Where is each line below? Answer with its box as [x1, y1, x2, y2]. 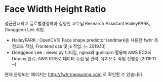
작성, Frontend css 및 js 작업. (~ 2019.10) [25, 43, 106, 49]
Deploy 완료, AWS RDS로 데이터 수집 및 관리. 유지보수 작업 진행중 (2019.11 [11, 55, 156, 61]
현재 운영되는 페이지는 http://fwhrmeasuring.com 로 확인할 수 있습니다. [4, 71, 144, 77]
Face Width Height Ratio [4, 3, 106, 15]
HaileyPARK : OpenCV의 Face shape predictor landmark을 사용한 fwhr [11, 37, 154, 43]
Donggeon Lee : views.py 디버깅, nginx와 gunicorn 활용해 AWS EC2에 [11, 49, 152, 55]
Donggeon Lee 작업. [4, 26, 45, 33]
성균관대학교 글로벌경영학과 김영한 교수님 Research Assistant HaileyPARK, [4, 20, 151, 26]
